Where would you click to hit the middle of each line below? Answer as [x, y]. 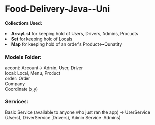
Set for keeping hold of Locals [42, 39]
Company [15, 83]
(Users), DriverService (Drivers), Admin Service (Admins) [63, 117]
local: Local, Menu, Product [33, 73]
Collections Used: [24, 23]
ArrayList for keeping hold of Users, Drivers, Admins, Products [75, 34]
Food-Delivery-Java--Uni [58, 9]
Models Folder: [23, 57]
